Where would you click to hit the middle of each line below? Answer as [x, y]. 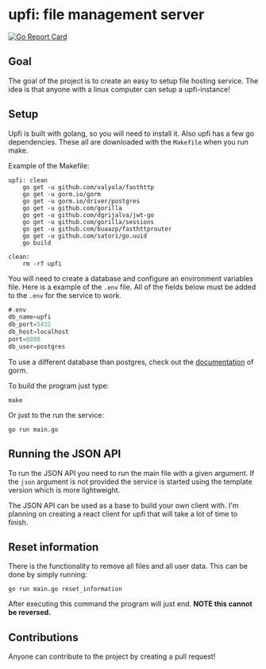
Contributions [43, 637]
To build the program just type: [59, 385]
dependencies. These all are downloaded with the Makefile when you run [128, 141]
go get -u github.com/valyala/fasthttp [89, 187]
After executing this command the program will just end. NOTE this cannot [130, 604]
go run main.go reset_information [66, 590]
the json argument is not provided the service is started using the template [130, 481]
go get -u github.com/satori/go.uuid [85, 236]
